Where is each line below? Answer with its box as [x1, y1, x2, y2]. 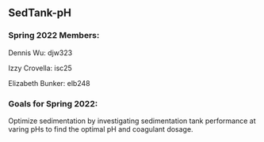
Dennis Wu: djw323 [8, 47, 73, 58]
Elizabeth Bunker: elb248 [8, 78, 90, 88]
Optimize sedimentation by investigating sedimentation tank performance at [8, 116, 256, 125]
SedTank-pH [8, 6, 71, 20]
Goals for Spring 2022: [8, 98, 98, 109]
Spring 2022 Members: [8, 30, 100, 41]
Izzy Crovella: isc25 [8, 63, 73, 73]
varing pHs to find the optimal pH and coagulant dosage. [8, 124, 193, 133]
